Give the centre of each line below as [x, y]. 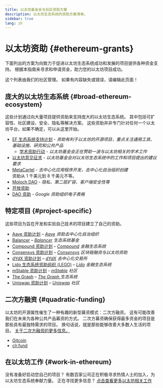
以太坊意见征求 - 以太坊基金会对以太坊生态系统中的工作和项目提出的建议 [84, 157]
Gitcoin [19, 340]
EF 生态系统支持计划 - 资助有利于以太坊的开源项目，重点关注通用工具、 [83, 139]
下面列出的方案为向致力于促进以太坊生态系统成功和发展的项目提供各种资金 [79, 63]
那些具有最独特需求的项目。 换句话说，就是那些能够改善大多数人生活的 [76, 324]
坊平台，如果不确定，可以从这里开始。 [43, 129]
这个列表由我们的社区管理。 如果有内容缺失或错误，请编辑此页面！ [72, 80]
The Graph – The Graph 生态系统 [45, 276]
